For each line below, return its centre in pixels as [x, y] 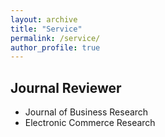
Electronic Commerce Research [90, 123]
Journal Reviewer [66, 87]
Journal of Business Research [86, 112]
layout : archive [44, 19]
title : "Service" [46, 29]
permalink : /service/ [55, 38]
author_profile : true [55, 47]
